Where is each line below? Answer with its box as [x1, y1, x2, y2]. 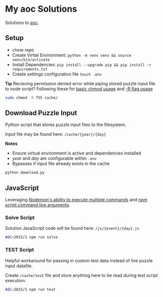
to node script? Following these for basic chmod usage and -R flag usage [5, 86, 153, 92]
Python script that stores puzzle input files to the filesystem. [5, 122, 126, 128]
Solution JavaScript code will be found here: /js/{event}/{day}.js [5, 225, 140, 231]
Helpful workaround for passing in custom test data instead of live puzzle [5, 257, 153, 263]
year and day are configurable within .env [12, 155, 97, 161]
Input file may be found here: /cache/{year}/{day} [5, 131, 106, 137]
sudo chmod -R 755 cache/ [5, 95, 58, 100]
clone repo [12, 47, 34, 52]
